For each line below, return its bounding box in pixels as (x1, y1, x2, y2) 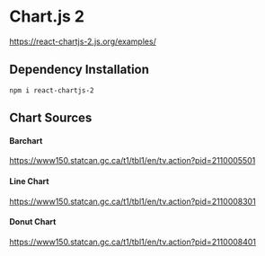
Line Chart (9, 175, 49, 186)
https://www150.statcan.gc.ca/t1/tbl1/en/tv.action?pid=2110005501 (9, 155, 256, 166)
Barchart (9, 135, 43, 146)
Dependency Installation (9, 62, 150, 77)
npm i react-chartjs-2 (9, 85, 94, 95)
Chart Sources (9, 110, 93, 126)
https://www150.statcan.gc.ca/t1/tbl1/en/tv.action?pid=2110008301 (9, 196, 256, 207)
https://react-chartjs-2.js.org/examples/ (9, 36, 157, 47)
